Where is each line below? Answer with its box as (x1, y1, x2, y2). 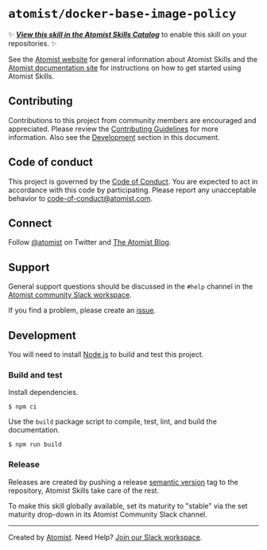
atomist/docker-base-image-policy (8, 6, 237, 21)
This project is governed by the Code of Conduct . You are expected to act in (8, 176, 258, 186)
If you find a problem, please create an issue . (8, 305, 157, 316)
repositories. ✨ (8, 38, 57, 48)
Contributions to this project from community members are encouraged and (8, 115, 257, 125)
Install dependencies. (8, 388, 79, 397)
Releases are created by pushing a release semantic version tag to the (8, 477, 238, 486)
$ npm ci (8, 403, 37, 411)
